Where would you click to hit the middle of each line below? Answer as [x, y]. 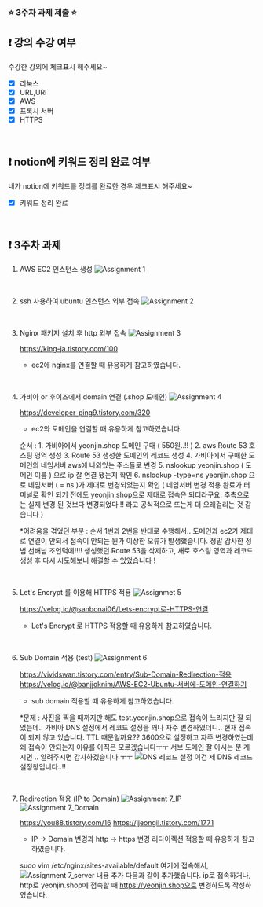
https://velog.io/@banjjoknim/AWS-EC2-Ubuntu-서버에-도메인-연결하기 [133, 684]
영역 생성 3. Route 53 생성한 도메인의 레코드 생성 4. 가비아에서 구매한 [141, 455]
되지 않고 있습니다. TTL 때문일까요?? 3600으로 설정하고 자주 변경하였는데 [141, 737]
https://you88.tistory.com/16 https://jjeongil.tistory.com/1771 [117, 822]
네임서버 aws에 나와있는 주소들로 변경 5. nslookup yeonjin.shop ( [142, 465]
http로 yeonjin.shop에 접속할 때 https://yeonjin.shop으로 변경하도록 [125, 885]
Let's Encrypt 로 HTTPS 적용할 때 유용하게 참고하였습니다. [122, 626]
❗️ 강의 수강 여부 [42, 43]
